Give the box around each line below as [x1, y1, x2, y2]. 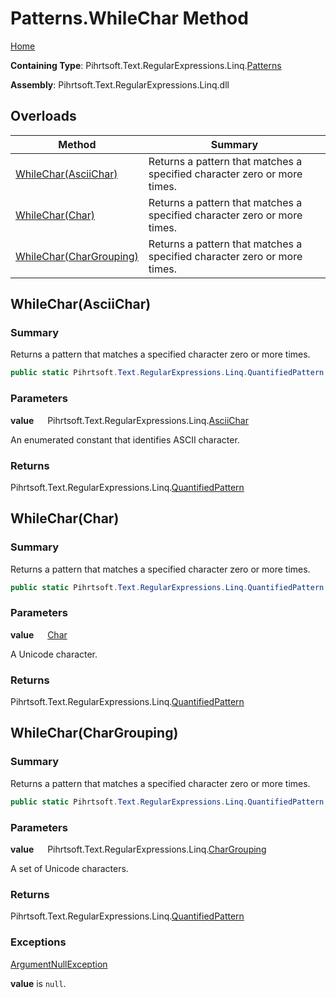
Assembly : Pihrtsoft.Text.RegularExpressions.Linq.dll [10, 78, 230, 91]
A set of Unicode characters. [10, 862, 129, 874]
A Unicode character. [10, 648, 98, 660]
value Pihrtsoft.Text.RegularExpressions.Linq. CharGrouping [10, 843, 267, 855]
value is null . [10, 977, 67, 989]
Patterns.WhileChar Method [10, 7, 249, 30]
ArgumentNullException [10, 958, 108, 970]
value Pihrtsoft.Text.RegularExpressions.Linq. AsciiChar [10, 414, 249, 426]
